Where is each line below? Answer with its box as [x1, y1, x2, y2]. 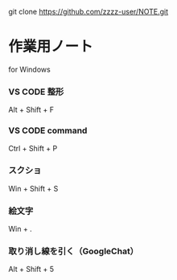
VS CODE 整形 [8, 86, 64, 97]
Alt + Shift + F [8, 105, 55, 115]
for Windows [8, 64, 51, 74]
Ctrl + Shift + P [8, 143, 58, 153]
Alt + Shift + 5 [8, 265, 55, 274]
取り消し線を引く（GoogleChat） [8, 245, 139, 257]
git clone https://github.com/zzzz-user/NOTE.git [8, 7, 169, 16]
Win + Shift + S [8, 183, 59, 193]
